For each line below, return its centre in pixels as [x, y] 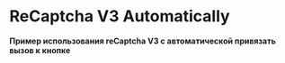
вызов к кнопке [40, 50]
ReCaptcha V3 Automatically [120, 16]
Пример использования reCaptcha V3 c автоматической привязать [142, 41]
